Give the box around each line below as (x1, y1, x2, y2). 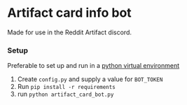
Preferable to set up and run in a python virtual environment (7, 62, 180, 70)
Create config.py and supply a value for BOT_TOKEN (17, 75, 163, 83)
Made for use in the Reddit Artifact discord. (7, 28, 132, 36)
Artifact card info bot (7, 5, 132, 21)
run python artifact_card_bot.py (17, 90, 114, 99)
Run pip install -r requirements (17, 83, 116, 91)
